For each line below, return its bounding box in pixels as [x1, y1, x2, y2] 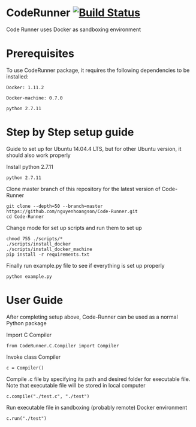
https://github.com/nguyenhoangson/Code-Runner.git [6, 208, 138, 214]
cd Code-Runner [6, 213, 44, 220]
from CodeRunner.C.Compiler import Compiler [6, 343, 119, 349]
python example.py [6, 273, 52, 280]
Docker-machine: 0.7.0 [6, 95, 63, 101]
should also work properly [6, 152, 71, 159]
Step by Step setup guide [6, 126, 134, 139]
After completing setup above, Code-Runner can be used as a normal [6, 313, 178, 320]
